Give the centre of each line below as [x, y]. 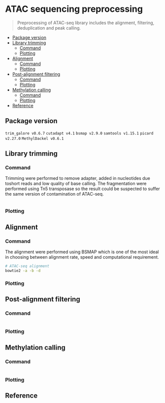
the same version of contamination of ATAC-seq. [54, 194]
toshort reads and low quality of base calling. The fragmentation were [76, 184]
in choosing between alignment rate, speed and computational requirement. [82, 257]
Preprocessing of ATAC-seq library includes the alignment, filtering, [86, 23]
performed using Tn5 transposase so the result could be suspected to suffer [82, 189]
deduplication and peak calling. [49, 28]
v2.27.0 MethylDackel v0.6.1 [34, 138]
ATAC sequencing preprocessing [74, 9]
